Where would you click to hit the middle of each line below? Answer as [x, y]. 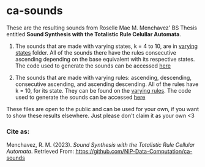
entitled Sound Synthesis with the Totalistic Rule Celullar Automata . [94, 34]
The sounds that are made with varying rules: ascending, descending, [103, 77]
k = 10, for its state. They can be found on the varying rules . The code [103, 90]
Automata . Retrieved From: [40, 152]
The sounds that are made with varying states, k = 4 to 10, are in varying [106, 46]
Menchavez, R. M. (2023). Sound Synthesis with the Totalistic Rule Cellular [101, 145]
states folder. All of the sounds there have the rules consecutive [95, 52]
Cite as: [18, 131]
